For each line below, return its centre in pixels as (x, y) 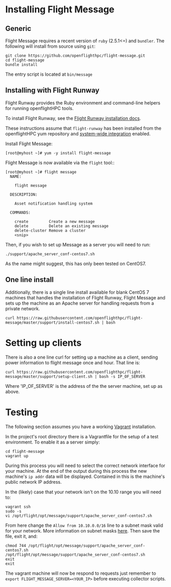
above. (13, 392)
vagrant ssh (18, 507)
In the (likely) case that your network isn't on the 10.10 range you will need (83, 492)
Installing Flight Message (60, 10)
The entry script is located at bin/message (49, 74)
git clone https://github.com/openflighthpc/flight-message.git (75, 56)
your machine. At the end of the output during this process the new (76, 471)
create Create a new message (55, 221)
